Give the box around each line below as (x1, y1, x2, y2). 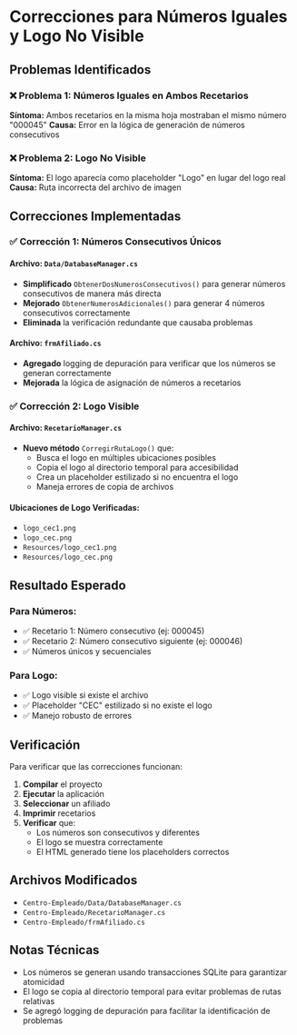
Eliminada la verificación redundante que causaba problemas (22, 316, 253, 328)
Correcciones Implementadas (9, 208, 182, 224)
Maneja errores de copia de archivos (35, 482, 174, 493)
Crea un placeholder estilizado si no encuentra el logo (35, 472, 239, 483)
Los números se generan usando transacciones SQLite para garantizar (22, 966, 288, 978)
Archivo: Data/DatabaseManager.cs (9, 258, 138, 269)
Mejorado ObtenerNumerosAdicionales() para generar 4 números (22, 297, 265, 308)
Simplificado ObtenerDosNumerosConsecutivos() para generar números (22, 278, 286, 289)
